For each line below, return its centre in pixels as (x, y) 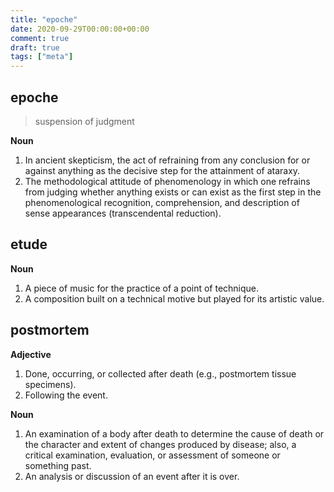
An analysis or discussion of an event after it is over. (132, 476)
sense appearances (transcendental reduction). (123, 213)
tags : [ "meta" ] (42, 57)
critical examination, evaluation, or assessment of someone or (152, 455)
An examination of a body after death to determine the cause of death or (174, 433)
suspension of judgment (84, 121)
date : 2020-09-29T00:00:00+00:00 (80, 29)
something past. (58, 465)
